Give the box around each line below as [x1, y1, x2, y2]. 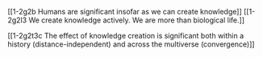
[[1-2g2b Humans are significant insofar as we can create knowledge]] [7, 7, 243, 16]
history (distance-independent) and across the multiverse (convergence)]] [7, 39, 255, 49]
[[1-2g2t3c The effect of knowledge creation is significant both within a [7, 31, 244, 40]
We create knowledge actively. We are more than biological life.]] [28, 15, 245, 25]
